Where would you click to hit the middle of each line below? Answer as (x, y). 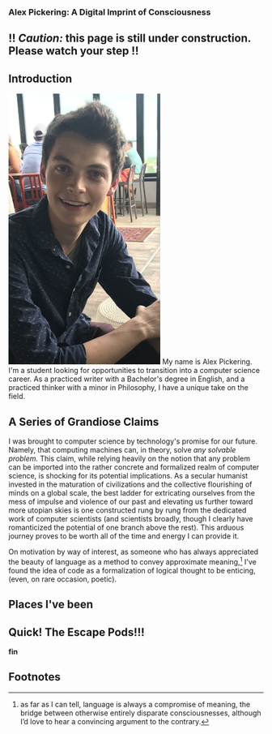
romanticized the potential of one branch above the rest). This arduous (126, 528)
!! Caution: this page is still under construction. (130, 39)
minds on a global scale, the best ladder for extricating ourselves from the (132, 493)
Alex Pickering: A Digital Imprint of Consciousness (110, 12)
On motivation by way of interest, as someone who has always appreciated (134, 552)
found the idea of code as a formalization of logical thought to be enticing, (132, 570)
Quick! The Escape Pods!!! (76, 632)
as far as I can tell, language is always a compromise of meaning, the (135, 704)
